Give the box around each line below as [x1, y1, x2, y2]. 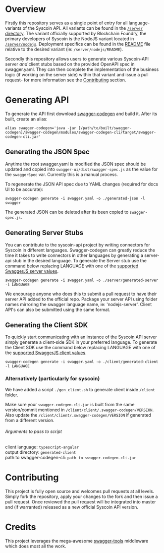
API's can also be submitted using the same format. [5, 307, 110, 312]
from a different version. [5, 417, 55, 423]
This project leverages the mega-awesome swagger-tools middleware [5, 538, 149, 544]
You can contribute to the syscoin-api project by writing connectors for [5, 242, 150, 247]
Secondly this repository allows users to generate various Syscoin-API [5, 56, 149, 61]
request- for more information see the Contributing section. [5, 77, 126, 83]
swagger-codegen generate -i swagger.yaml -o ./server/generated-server [5, 278, 159, 283]
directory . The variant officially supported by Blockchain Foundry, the [5, 30, 147, 36]
